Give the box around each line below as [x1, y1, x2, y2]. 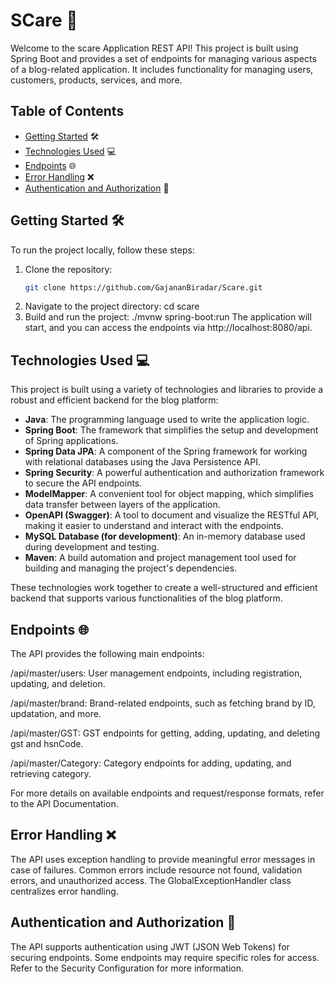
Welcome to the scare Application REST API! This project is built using [10, 42, 299, 54]
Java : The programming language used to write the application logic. [24, 414, 310, 426]
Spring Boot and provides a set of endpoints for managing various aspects [10, 52, 317, 64]
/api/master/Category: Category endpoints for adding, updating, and [10, 757, 292, 769]
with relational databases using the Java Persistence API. [24, 456, 262, 468]
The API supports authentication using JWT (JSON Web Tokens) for [10, 940, 290, 953]
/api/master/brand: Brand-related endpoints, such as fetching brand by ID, [10, 697, 316, 709]
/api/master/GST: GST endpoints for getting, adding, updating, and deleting [10, 727, 320, 739]
